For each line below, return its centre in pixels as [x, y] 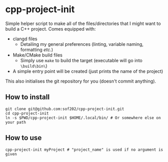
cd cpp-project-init [27, 113]
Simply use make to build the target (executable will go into [81, 60]
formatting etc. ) [37, 49]
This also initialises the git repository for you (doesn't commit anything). [81, 81]
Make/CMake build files [38, 55]
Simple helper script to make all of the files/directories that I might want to [83, 23]
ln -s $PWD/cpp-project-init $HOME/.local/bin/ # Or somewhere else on [83, 118]
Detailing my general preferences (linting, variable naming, [82, 44]
